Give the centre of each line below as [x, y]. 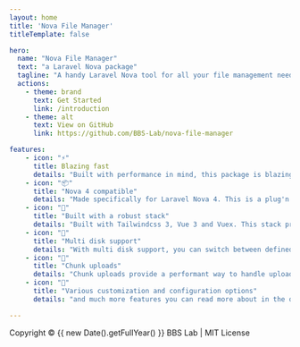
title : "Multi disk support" [87, 241]
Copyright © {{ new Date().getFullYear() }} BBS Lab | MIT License [129, 333]
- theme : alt [50, 117]
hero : [19, 50]
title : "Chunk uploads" [77, 266]
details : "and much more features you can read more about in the [159, 299]
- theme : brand [54, 92]
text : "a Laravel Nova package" [78, 67]
